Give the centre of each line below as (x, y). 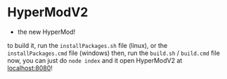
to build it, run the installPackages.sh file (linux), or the (87, 45)
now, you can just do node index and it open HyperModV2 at (95, 60)
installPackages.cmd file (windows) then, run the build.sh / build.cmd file (113, 53)
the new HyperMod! (46, 32)
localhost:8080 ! (30, 68)
